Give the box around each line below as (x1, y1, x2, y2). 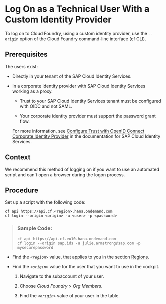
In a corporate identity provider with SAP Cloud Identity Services (12, 83, 146, 89)
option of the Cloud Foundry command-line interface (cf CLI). (19, 36, 146, 42)
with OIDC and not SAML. (19, 103, 73, 109)
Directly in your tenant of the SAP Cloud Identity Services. (12, 73, 132, 79)
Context (5, 153, 31, 162)
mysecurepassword (17, 245, 54, 250)
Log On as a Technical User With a (5, 3, 150, 15)
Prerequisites (5, 50, 48, 59)
